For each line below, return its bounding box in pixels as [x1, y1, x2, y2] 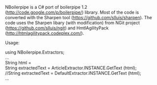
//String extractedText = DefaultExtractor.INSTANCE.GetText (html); [5, 70, 141, 76]
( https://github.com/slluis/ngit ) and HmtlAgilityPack [5, 25, 109, 31]
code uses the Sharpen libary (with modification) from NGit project [5, 20, 140, 26]
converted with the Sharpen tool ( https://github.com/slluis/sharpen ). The [5, 15, 152, 20]
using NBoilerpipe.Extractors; [5, 49, 65, 55]
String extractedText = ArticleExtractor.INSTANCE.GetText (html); [5, 65, 137, 71]
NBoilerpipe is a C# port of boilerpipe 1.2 [5, 4, 87, 10]
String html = [5, 60, 31, 65]
